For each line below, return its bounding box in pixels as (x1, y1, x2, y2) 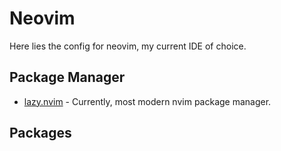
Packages (9, 125, 72, 142)
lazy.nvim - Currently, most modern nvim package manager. (23, 95, 272, 107)
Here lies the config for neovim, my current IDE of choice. (9, 40, 247, 52)
